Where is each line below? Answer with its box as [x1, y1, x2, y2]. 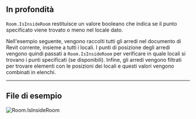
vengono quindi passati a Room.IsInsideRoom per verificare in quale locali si [6, 50, 185, 57]
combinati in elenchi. [6, 68, 56, 75]
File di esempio [6, 91, 62, 101]
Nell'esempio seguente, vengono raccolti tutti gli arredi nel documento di [6, 37, 181, 44]
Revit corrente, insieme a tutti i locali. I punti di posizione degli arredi [6, 44, 170, 51]
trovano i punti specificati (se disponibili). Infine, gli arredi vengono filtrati [6, 56, 182, 63]
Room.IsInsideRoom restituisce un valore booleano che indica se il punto [6, 20, 177, 27]
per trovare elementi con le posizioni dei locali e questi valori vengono [6, 62, 174, 69]
